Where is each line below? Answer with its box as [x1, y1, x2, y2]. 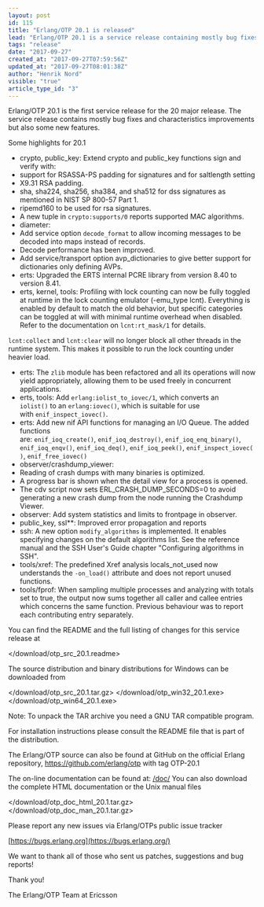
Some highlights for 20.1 [8, 138, 86, 148]
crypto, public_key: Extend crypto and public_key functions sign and [19, 153, 241, 163]
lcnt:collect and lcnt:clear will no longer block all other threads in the [8, 336, 241, 345]
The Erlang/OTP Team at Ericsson [8, 890, 118, 900]
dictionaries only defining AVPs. [19, 262, 123, 271]
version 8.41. [19, 278, 61, 288]
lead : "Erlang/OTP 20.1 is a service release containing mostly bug [8, 33, 237, 42]
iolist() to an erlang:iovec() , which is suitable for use [19, 401, 200, 411]
